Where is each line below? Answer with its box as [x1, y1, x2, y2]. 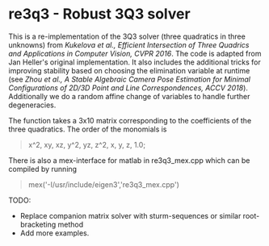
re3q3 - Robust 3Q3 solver [8, 5, 191, 23]
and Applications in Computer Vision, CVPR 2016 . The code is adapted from [8, 48, 262, 58]
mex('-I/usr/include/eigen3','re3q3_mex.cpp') [27, 179, 180, 190]
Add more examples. [19, 227, 90, 238]
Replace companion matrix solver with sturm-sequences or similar [19, 211, 242, 220]
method [57, 219, 84, 229]
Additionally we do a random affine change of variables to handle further [8, 91, 250, 101]
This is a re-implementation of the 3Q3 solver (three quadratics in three [8, 31, 246, 41]
